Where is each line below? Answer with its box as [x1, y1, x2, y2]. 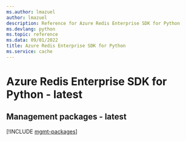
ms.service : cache [6, 49, 53, 55]
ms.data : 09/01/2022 [6, 37, 59, 43]
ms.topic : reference [6, 32, 59, 38]
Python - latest [6, 88, 83, 101]
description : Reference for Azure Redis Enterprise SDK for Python [6, 20, 181, 26]
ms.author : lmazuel [6, 9, 56, 15]
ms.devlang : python [6, 26, 56, 32]
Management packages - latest [6, 112, 127, 122]
